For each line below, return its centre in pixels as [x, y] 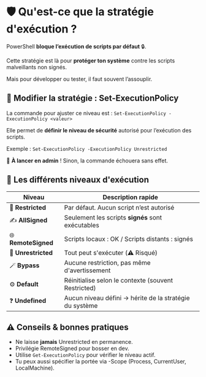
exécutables [82, 225]
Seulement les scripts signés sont [113, 217]
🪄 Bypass [25, 265]
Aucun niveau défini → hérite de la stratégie [127, 298]
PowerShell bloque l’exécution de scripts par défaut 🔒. [76, 46]
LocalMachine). [35, 368]
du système [81, 305]
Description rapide [130, 197]
